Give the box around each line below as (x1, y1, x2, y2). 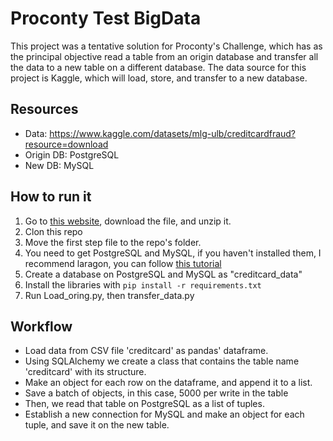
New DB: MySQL (24, 159, 95, 171)
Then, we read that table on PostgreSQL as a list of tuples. (24, 398, 265, 410)
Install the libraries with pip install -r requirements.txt (24, 278, 262, 291)
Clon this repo (24, 225, 83, 237)
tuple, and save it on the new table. (24, 419, 170, 431)
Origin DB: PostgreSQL (24, 148, 120, 161)
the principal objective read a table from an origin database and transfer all (10, 50, 319, 62)
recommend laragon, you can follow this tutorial (24, 257, 222, 269)
